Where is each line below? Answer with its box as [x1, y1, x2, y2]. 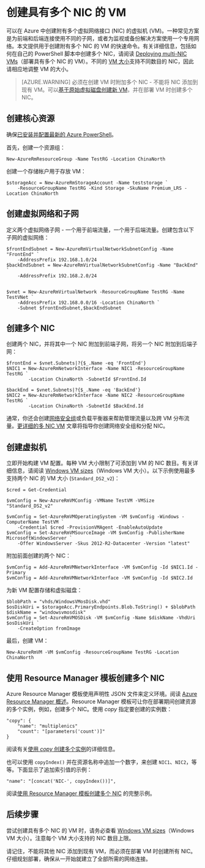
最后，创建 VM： [6, 637, 49, 644]
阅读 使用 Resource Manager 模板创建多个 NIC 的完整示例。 [6, 790, 156, 797]
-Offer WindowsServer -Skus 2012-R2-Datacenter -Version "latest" [17, 540, 190, 547]
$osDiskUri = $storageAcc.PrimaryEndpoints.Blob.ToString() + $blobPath [6, 604, 196, 610]
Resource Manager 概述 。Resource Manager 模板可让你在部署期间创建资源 [6, 698, 196, 705]
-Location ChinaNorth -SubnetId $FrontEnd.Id [28, 376, 147, 383]
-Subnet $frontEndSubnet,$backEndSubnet [17, 304, 122, 311]
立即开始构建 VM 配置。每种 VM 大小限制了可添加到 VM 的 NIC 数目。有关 [6, 459, 193, 467]
